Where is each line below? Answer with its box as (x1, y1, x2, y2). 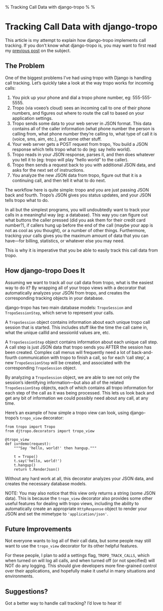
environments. (5, 573, 34, 579)
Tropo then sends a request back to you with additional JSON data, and (12, 162, 156, 168)
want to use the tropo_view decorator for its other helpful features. (5, 543, 139, 549)
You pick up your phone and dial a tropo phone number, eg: (12, 95, 132, 100)
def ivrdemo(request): (5, 441, 51, 446)
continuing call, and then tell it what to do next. (12, 177, 106, 183)
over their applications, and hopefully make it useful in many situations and (5, 568, 155, 574)
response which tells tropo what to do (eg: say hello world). (12, 146, 131, 152)
